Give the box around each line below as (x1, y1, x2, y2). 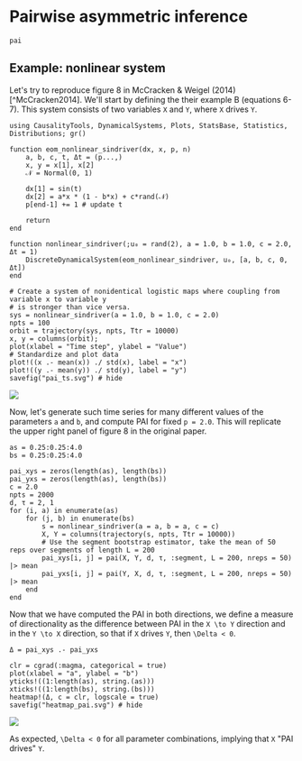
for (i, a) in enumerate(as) (9, 506, 119, 515)
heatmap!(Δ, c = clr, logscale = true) (9, 692, 160, 701)
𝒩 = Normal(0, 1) (25, 169, 93, 178)
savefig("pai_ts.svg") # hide (9, 373, 124, 382)
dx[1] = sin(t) (25, 184, 83, 193)
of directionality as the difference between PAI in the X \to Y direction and (9, 618, 286, 628)
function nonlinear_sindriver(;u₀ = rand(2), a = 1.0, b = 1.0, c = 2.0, (9, 239, 293, 249)
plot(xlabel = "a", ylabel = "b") (9, 669, 140, 678)
